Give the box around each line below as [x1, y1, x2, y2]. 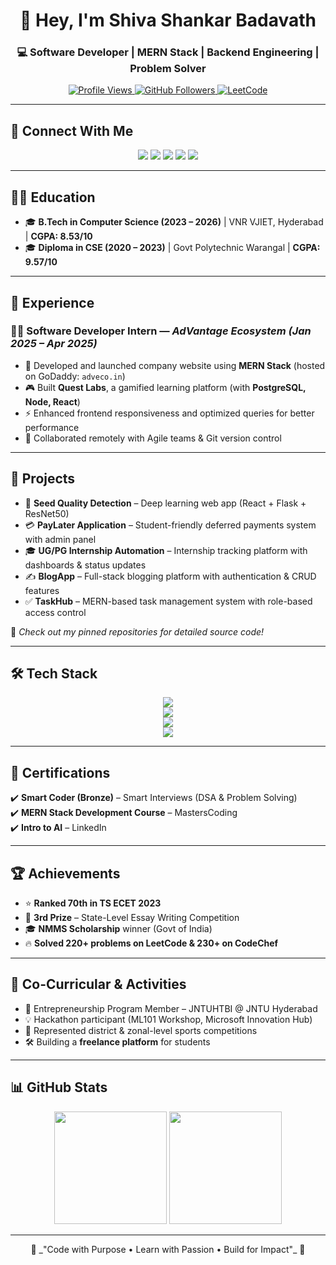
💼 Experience [10, 294, 95, 311]
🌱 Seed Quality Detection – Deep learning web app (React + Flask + [24, 497, 307, 509]
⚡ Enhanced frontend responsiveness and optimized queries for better [24, 407, 315, 419]
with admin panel [24, 533, 97, 545]
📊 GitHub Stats [10, 1079, 108, 1096]
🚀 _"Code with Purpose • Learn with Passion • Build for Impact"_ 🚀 [30, 1243, 306, 1255]
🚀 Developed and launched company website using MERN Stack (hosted [24, 359, 326, 371]
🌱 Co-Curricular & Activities [10, 976, 187, 993]
